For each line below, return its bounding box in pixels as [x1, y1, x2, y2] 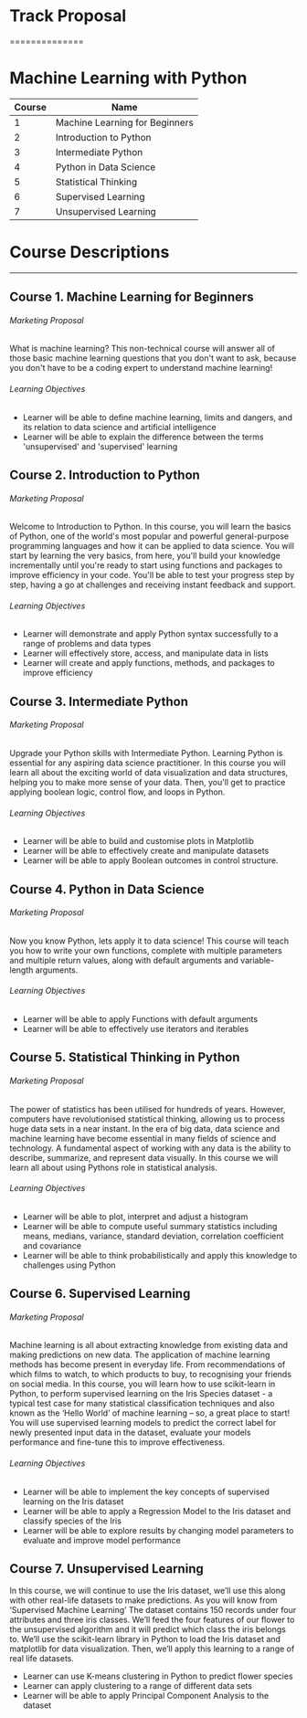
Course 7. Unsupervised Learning [9, 1561, 204, 1576]
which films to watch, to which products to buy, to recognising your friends [9, 1369, 292, 1380]
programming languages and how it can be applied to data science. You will [9, 541, 295, 552]
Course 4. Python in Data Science [9, 881, 205, 897]
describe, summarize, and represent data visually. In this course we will [9, 1152, 279, 1163]
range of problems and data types [22, 638, 152, 649]
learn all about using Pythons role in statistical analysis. [9, 1162, 217, 1173]
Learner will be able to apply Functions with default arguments [22, 1014, 259, 1024]
